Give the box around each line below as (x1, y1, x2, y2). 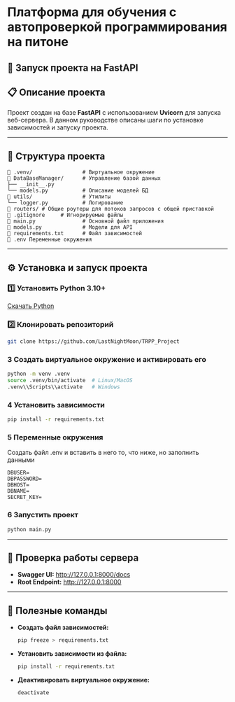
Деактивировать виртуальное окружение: (17, 676, 150, 684)
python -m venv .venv (7, 370, 71, 378)
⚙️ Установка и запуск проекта (7, 262, 148, 274)
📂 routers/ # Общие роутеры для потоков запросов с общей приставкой (7, 206, 215, 213)
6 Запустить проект (7, 510, 79, 520)
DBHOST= (7, 482, 30, 489)
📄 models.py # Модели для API (7, 224, 133, 231)
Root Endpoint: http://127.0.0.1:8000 (17, 578, 122, 587)
